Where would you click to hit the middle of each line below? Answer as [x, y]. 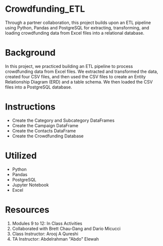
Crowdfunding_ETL [45, 9]
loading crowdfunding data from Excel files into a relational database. [75, 33]
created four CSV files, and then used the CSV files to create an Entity [75, 76]
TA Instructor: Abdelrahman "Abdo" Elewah [55, 239]
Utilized [21, 156]
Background [30, 53]
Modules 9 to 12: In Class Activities [47, 223]
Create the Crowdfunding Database [48, 136]
